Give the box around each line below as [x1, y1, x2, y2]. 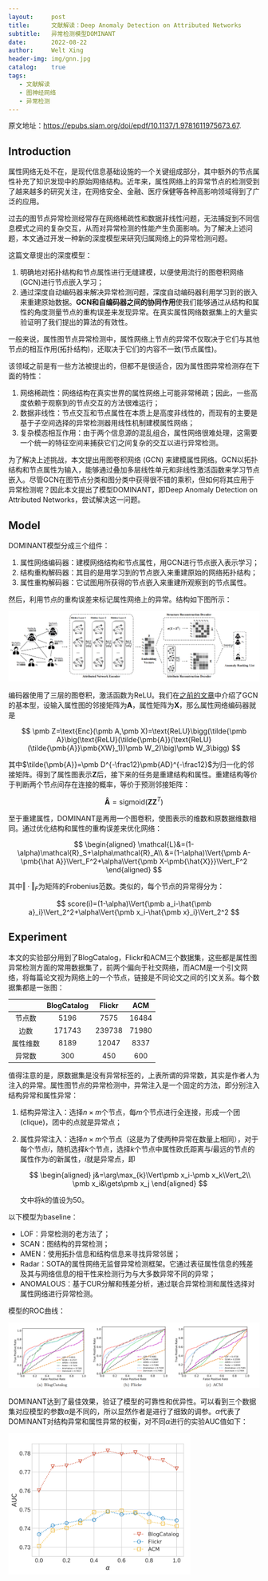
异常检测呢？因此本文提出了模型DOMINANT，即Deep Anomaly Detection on [8, 485, 258, 495]
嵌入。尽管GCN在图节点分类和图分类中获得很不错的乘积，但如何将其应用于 [8, 475, 255, 484]
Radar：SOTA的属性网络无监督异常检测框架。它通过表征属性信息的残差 [19, 1259, 254, 1268]
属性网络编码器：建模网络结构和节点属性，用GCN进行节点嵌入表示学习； [19, 558, 260, 567]
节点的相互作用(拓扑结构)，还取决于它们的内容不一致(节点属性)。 [8, 344, 222, 354]
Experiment [8, 931, 68, 944]
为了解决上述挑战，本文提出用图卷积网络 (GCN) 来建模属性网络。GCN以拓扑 [8, 455, 258, 464]
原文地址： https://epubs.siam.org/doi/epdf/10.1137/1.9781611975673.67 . [8, 121, 242, 131]
